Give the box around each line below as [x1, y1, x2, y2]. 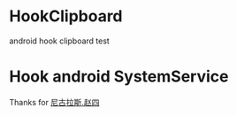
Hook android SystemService [9, 66, 229, 87]
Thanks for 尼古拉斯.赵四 [9, 97, 100, 107]
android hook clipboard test [9, 35, 111, 46]
